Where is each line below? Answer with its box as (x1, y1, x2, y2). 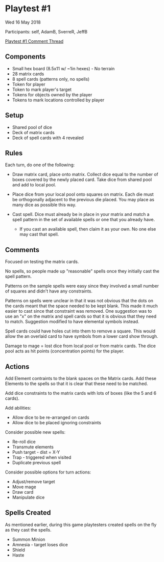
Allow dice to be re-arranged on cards (12, 414, 90, 420)
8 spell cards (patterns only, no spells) (12, 76, 90, 82)
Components (5, 53, 46, 61)
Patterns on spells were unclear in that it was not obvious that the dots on (5, 298, 153, 304)
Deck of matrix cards (12, 129, 55, 135)
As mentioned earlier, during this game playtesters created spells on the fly (5, 522, 157, 528)
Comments (5, 245, 40, 254)
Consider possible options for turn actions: (5, 469, 92, 475)
